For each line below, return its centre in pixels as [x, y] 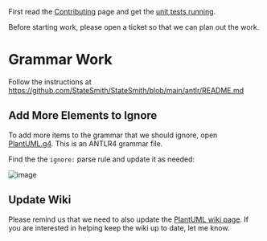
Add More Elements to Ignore [83, 116]
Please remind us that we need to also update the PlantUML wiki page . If [129, 219]
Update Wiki [40, 200]
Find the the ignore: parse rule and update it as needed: [102, 159]
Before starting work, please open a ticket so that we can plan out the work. [134, 27]
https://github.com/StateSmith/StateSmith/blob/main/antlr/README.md [126, 90]
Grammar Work [60, 60]
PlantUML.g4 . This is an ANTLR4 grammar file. [86, 143]
